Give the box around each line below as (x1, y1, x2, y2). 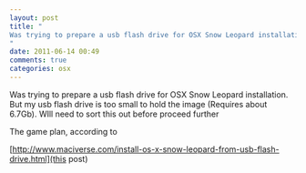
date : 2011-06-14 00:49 (9, 47, 100, 56)
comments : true (9, 56, 67, 65)
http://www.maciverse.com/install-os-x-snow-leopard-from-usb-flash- (12, 143, 280, 155)
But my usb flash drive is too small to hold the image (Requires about (9, 98, 268, 109)
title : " (9, 22, 43, 31)
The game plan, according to (9, 126, 118, 137)
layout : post (9, 13, 59, 23)
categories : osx (9, 65, 71, 74)
